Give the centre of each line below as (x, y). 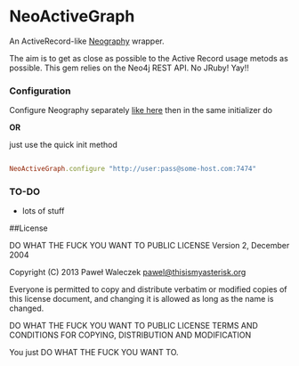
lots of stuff (43, 211)
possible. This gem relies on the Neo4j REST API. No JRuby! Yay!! (129, 68)
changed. (27, 308)
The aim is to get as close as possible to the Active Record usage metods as (149, 58)
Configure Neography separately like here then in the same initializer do (141, 110)
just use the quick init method (63, 145)
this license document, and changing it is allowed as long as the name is (141, 299)
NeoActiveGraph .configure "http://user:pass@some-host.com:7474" (133, 169)
